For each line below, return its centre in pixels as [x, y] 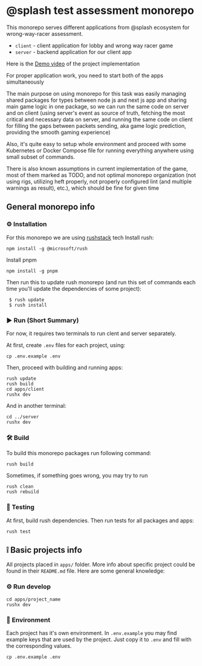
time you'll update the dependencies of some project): [74, 288]
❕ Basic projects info [44, 550]
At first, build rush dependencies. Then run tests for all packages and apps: [100, 520]
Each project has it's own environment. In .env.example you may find [92, 633]
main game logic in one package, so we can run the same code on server [98, 106]
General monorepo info [51, 207]
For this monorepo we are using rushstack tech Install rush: [80, 238]
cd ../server [23, 417]
